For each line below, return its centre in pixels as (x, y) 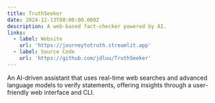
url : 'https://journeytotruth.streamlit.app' (86, 45)
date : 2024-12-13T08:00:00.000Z (53, 20)
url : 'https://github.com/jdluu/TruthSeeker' (86, 58)
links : (16, 33)
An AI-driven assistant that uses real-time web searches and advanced (107, 78)
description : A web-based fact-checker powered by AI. (87, 26)
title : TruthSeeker (35, 13)
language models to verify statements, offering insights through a (99, 85)
